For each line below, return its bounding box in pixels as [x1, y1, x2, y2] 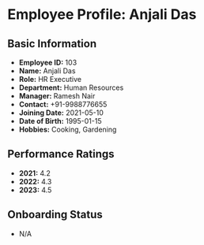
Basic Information [7, 37, 97, 50]
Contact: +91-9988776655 [18, 100, 108, 109]
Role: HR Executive [18, 75, 82, 84]
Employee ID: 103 [18, 58, 77, 67]
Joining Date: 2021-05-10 [18, 108, 104, 117]
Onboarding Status [7, 208, 104, 221]
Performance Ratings [7, 147, 115, 161]
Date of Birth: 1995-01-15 [18, 117, 102, 125]
